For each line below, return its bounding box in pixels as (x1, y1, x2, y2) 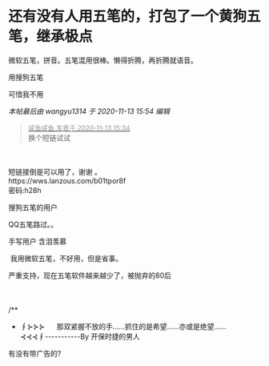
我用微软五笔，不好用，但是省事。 (10, 253, 122, 263)
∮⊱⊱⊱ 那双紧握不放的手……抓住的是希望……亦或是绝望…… (19, 321, 227, 331)
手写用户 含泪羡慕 (8, 236, 66, 246)
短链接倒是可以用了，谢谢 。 (8, 167, 102, 176)
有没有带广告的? (8, 348, 62, 358)
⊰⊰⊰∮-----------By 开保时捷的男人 (19, 332, 140, 341)
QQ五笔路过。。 (8, 219, 58, 229)
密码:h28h (8, 185, 42, 195)
